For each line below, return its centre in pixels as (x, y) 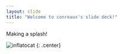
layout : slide (24, 11)
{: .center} (48, 45)
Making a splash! (27, 33)
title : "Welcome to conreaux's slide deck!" (62, 17)
